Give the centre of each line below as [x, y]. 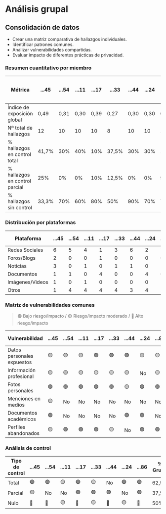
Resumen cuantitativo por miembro [48, 68]
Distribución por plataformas [41, 223]
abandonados [24, 433]
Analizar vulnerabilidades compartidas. [52, 50]
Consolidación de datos [42, 27]
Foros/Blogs [22, 258]
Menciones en [24, 398]
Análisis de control [28, 448]
